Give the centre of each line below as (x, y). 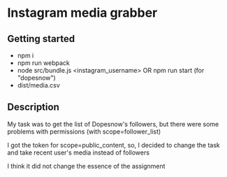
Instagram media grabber (82, 13)
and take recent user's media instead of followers (79, 153)
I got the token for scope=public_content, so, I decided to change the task (113, 145)
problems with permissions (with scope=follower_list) (84, 132)
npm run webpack (43, 63)
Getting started (41, 39)
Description (33, 107)
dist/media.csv (39, 85)
